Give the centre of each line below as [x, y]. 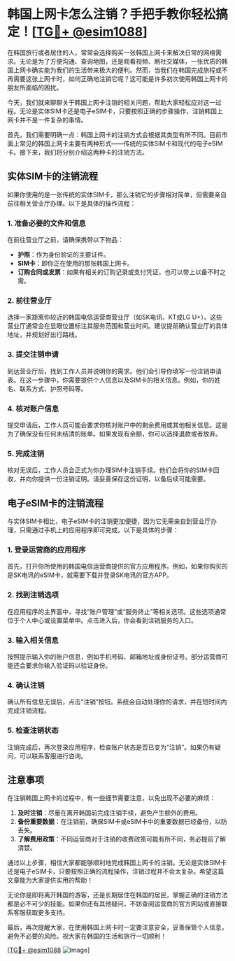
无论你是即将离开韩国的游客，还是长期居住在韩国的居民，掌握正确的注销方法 [117, 895]
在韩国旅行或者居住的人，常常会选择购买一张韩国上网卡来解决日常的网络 [111, 52]
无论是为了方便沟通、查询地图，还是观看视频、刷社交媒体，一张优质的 [120, 61]
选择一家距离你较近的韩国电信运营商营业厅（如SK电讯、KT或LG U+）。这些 [115, 317]
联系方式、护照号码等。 [53, 388]
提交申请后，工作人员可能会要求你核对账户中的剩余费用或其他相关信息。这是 [117, 425]
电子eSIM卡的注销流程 [55, 503]
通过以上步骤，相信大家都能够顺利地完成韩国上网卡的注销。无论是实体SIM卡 [117, 863]
